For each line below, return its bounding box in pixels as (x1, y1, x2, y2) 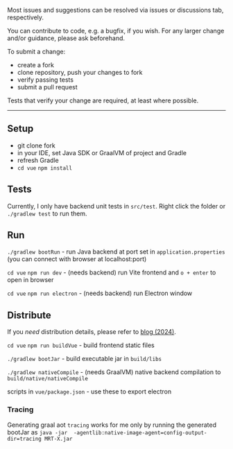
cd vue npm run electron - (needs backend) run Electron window (7, 289, 193, 297)
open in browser (7, 276, 54, 284)
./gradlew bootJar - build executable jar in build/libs (7, 355, 162, 363)
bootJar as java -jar (7, 428, 68, 436)
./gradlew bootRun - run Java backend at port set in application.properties (7, 247, 225, 256)
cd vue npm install (17, 164, 73, 172)
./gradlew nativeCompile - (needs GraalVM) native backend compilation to (7, 368, 221, 376)
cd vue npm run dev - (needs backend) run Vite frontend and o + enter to (7, 268, 216, 276)
